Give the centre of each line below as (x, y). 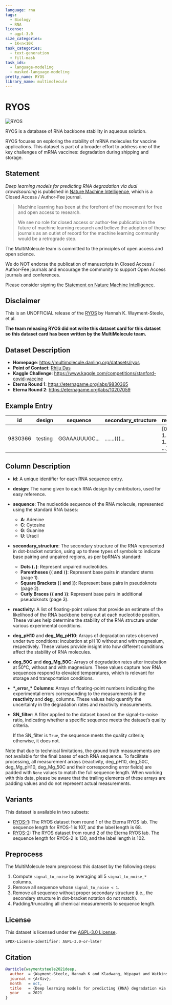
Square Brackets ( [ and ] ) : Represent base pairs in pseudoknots (89, 583)
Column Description (38, 467)
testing (44, 438)
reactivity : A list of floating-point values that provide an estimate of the (88, 609)
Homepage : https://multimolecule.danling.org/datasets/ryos (76, 363)
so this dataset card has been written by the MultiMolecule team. (76, 334)
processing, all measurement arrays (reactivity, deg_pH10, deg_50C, (77, 761)
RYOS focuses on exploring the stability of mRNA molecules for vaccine (81, 141)
